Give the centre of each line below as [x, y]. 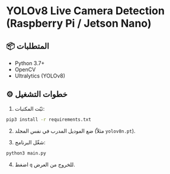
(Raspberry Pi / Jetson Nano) [79, 23]
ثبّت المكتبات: [30, 108]
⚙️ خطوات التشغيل [37, 94]
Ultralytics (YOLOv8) [40, 76]
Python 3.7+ [30, 63]
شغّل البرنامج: [30, 142]
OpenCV [25, 70]
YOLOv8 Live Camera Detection [85, 11]
